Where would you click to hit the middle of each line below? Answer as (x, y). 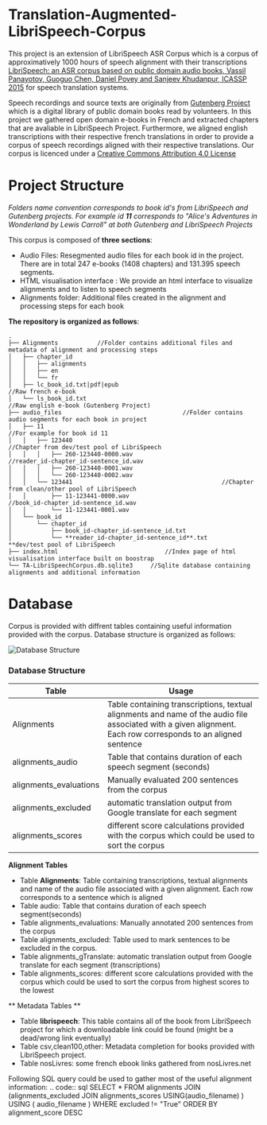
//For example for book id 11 (58, 433)
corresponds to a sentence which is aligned (91, 898)
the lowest (37, 991)
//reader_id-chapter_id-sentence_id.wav (76, 461)
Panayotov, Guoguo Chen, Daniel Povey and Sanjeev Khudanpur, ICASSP (128, 79)
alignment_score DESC (46, 1113)
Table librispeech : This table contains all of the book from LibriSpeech (135, 1021)
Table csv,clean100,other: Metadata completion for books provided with (137, 1046)
